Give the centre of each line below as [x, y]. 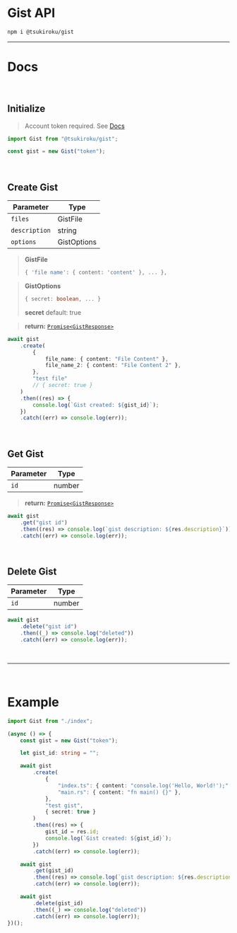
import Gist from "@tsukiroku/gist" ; [63, 139]
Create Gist [33, 187]
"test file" [50, 379]
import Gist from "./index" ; [50, 721]
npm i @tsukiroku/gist [41, 32]
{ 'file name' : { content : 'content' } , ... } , [96, 273]
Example [33, 702]
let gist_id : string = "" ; [60, 753]
